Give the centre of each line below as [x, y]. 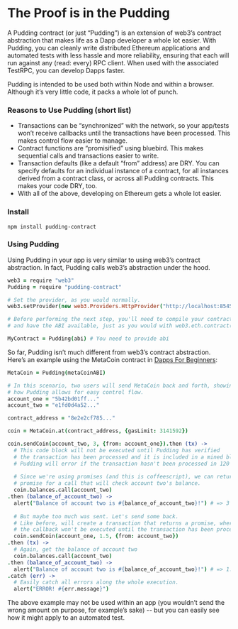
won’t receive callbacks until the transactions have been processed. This [124, 133]
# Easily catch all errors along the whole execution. [96, 582]
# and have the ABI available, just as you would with [90, 326]
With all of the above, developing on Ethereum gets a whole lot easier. [119, 194]
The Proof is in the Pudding [89, 13]
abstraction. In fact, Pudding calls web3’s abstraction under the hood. [109, 267]
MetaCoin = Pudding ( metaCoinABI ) [57, 373]
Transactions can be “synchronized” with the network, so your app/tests [123, 126]
